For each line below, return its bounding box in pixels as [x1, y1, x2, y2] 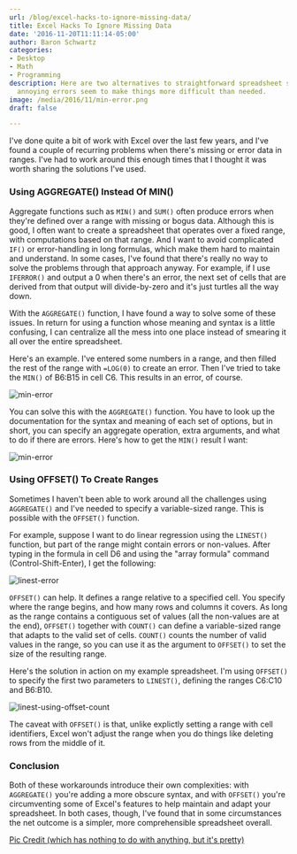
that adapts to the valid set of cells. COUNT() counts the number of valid [9, 629, 267, 640]
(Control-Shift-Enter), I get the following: [9, 558, 156, 568]
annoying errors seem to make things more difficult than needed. [17, 87, 267, 96]
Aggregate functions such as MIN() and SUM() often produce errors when [9, 205, 274, 217]
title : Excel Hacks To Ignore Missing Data [9, 21, 172, 30]
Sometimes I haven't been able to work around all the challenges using [9, 493, 267, 504]
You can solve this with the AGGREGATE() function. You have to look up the [9, 406, 276, 417]
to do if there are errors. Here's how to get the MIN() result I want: [9, 435, 248, 445]
